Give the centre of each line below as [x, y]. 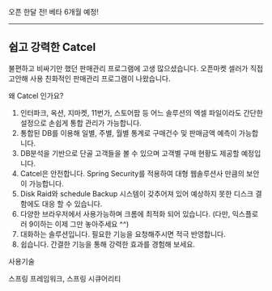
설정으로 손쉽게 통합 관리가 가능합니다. [81, 123]
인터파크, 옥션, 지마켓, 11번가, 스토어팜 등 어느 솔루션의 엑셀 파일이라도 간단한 [141, 112]
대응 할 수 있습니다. [72, 204]
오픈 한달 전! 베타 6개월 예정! [54, 12]
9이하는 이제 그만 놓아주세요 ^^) [79, 224]
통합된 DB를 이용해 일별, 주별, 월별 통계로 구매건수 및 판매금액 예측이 [128, 133]
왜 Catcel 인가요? [36, 95]
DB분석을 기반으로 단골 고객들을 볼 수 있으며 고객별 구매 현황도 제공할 [130, 153]
